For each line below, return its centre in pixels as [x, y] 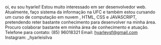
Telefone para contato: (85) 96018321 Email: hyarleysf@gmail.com [72, 32]
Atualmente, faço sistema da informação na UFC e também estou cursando [80, 12]
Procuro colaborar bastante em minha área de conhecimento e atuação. [77, 27]
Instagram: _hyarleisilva [29, 37]
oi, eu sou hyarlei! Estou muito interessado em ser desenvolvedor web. [76, 7]
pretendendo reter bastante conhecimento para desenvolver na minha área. [81, 22]
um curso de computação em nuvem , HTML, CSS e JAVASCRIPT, [71, 17]
